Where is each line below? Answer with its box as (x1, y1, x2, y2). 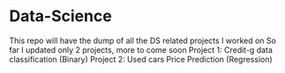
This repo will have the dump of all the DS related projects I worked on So (9, 35, 276, 46)
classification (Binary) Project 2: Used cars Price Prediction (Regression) (9, 54, 274, 64)
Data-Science (9, 6, 112, 26)
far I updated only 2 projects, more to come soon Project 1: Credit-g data (9, 44, 274, 55)
